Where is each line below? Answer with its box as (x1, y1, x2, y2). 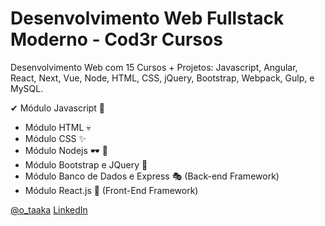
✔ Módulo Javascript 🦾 (10, 102, 106, 114)
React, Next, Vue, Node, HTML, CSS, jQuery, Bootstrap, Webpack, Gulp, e (10, 72, 315, 84)
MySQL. (10, 82, 44, 94)
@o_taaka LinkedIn (10, 203, 88, 216)
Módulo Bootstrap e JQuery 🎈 (24, 158, 148, 171)
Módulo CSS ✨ (24, 132, 87, 144)
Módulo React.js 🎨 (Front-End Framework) (24, 184, 199, 196)
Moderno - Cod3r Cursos (10, 28, 223, 51)
